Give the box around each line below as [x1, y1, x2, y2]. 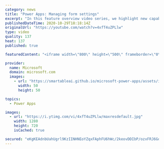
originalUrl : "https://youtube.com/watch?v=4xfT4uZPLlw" [5, 25, 123, 30]
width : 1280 [14, 119, 38, 124]
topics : [5, 97, 21, 101]
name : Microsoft [9, 65, 42, 70]
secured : [5, 136, 23, 141]
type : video [5, 30, 29, 34]
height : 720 [14, 123, 38, 129]
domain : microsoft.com [9, 70, 56, 75]
